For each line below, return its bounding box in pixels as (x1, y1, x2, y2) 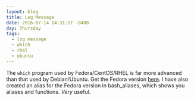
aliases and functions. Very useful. (6, 88, 91, 95)
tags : (6, 31, 20, 37)
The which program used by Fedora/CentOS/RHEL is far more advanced (6, 69, 182, 76)
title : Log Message (6, 14, 55, 20)
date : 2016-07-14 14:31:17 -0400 (6, 20, 89, 26)
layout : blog (6, 8, 39, 15)
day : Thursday (6, 25, 42, 31)
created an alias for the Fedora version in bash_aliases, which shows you (6, 81, 185, 89)
